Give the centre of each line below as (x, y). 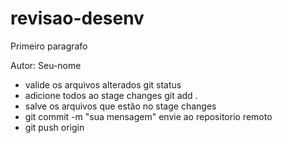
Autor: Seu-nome (46, 65)
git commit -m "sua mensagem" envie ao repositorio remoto (148, 116)
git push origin (54, 127)
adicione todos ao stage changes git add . (111, 95)
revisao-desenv (77, 18)
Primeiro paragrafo (49, 46)
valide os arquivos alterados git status (103, 84)
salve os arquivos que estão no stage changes (120, 106)
